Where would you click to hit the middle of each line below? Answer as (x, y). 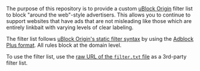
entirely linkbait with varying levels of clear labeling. (70, 27)
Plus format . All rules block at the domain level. (64, 45)
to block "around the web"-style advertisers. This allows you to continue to (99, 15)
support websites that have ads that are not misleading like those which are (99, 21)
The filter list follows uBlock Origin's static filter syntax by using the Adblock (100, 39)
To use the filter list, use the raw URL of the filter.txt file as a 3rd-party (96, 57)
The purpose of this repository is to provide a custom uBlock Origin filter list (99, 9)
